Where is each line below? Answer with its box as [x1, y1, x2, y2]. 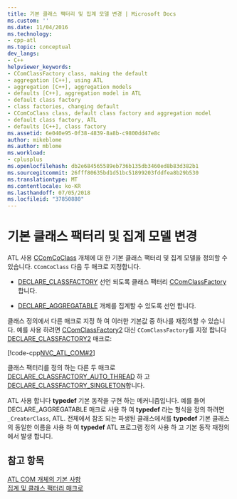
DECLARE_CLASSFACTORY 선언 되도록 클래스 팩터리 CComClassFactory [17, 278, 226, 286]
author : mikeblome [7, 136, 62, 143]
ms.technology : [7, 30, 53, 38]
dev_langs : [7, 51, 40, 58]
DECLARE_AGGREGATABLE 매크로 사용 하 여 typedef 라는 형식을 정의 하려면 [7, 405, 225, 414]
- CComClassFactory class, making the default [7, 70, 148, 77]
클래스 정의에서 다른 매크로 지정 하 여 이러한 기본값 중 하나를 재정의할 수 [7, 317, 206, 325]
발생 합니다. [20, 432, 53, 441]
